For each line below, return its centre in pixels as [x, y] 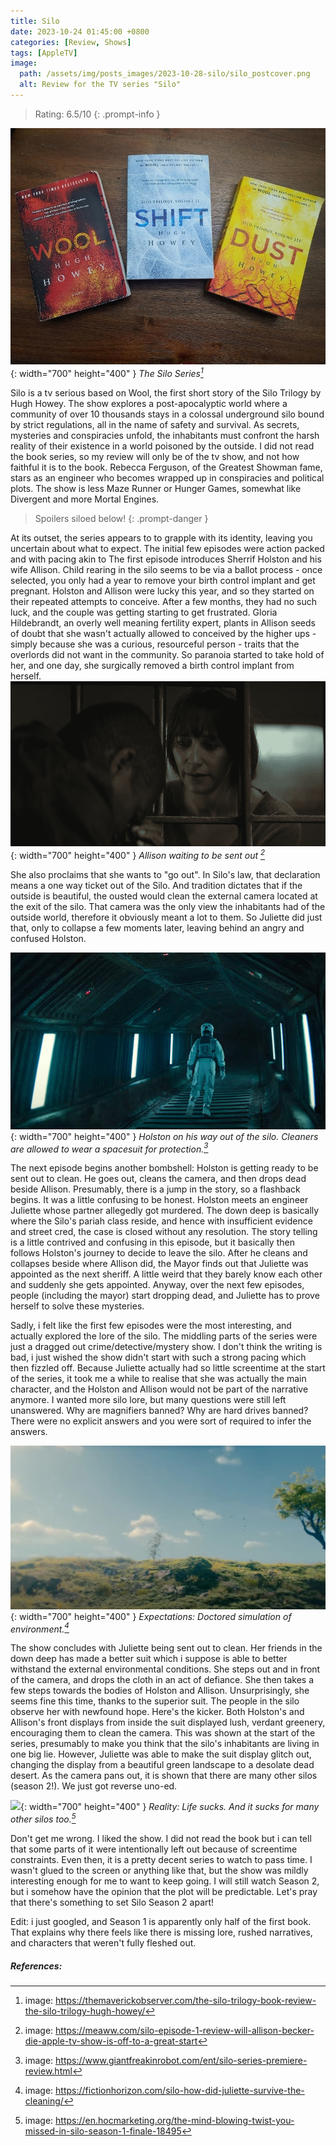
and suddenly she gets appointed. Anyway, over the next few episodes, [157, 1285]
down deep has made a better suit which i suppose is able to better [149, 1659]
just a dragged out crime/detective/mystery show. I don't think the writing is [166, 1347]
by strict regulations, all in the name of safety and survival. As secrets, [155, 424]
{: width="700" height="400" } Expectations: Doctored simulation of [151, 1616]
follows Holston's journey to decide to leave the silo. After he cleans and [159, 1253]
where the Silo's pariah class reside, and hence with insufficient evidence [161, 1221]
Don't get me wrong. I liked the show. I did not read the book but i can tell [161, 1839]
